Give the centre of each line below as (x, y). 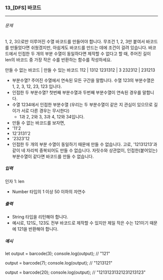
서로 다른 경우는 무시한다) (45, 111)
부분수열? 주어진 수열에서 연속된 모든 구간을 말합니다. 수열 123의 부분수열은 (83, 80)
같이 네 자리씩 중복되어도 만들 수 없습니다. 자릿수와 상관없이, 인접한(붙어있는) (85, 150)
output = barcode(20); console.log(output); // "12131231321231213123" (75, 272)
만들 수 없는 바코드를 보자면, (39, 123)
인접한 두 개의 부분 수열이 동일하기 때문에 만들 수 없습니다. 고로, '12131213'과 (85, 144)
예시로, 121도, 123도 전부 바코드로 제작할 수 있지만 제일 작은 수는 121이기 (80, 223)
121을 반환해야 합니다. (38, 229)
